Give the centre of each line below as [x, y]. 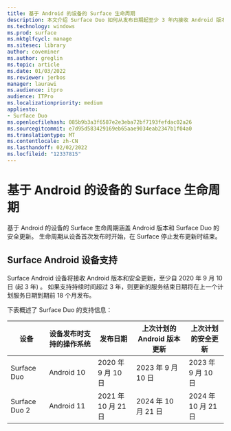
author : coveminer [33, 52]
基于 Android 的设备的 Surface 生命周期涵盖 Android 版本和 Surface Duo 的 [113, 228]
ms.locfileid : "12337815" [44, 154]
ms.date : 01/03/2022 [37, 71]
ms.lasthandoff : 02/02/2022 [47, 148]
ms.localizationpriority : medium [55, 103]
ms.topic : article [33, 65]
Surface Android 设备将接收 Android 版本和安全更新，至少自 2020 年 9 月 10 [115, 278]
